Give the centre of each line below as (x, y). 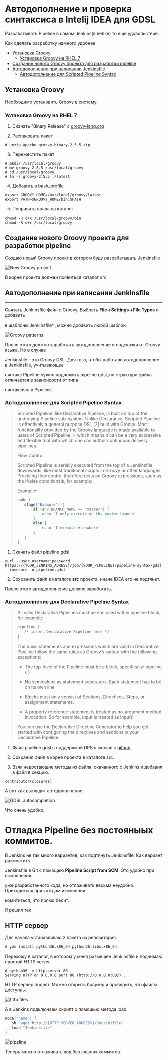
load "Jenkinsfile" (32, 1028)
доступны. (16, 990)
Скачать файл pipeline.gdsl (41, 552)
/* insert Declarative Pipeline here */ (67, 632)
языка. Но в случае (26, 350)
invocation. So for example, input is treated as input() (79, 717)
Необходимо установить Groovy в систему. (52, 102)
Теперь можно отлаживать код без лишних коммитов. (63, 1052)
